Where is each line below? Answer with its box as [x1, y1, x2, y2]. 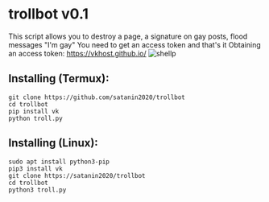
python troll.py [8, 114, 63, 122]
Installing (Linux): [8, 136, 98, 150]
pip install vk [8, 107, 60, 115]
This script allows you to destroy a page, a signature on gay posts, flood [8, 31, 248, 41]
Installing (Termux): [8, 72, 110, 85]
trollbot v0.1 [8, 5, 89, 23]
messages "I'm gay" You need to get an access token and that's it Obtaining [8, 39, 262, 49]
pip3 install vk [8, 164, 63, 173]
